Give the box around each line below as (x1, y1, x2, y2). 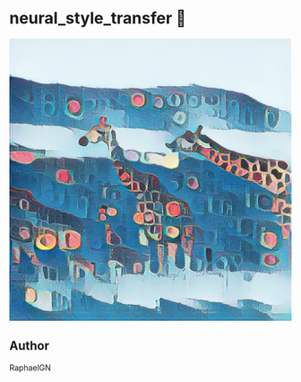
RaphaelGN (9, 362, 52, 373)
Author (9, 338, 49, 353)
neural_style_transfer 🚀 (9, 8, 186, 29)
